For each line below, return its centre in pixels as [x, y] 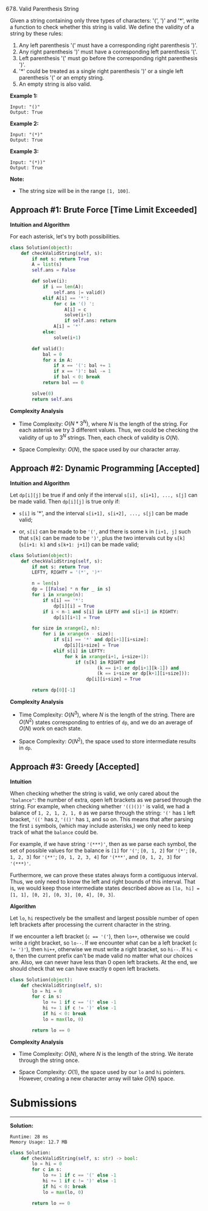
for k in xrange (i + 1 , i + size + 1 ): [107, 656]
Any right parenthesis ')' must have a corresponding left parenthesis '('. [108, 52]
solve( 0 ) [43, 394]
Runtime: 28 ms [29, 1137]
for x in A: [57, 360]
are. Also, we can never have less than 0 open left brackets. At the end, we [104, 962]
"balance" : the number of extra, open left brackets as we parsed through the [106, 800]
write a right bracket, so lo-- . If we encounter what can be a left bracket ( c [103, 943]
